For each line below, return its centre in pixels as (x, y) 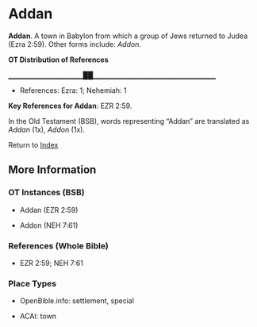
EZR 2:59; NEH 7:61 (51, 263)
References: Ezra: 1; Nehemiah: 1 (73, 90)
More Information (52, 170)
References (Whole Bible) (58, 245)
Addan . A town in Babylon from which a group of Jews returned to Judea (128, 36)
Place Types (33, 283)
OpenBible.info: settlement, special (77, 301)
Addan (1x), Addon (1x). (47, 129)
